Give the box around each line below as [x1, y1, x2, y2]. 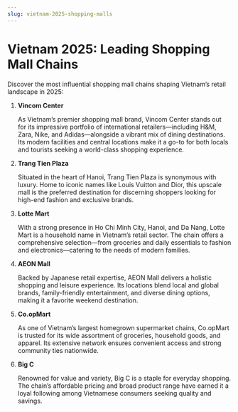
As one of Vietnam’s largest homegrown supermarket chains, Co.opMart [17, 323, 229, 332]
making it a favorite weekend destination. [17, 296, 139, 305]
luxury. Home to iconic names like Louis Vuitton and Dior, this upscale [17, 180, 222, 189]
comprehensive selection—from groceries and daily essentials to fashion [17, 238, 232, 246]
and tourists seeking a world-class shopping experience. [17, 145, 185, 154]
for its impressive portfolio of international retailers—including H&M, [17, 122, 217, 131]
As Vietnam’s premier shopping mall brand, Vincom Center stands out [17, 115, 222, 123]
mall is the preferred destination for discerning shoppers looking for [17, 188, 217, 196]
